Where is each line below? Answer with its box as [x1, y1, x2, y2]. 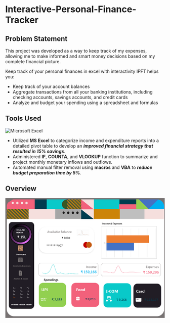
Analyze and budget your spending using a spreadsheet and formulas [12, 100, 158, 106]
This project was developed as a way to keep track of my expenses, [5, 48, 147, 54]
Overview [5, 184, 37, 193]
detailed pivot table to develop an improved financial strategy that [12, 143, 153, 149]
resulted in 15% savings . [12, 148, 66, 154]
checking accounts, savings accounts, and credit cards [12, 95, 128, 100]
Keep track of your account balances [12, 83, 90, 89]
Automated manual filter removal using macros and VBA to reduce [12, 164, 153, 170]
